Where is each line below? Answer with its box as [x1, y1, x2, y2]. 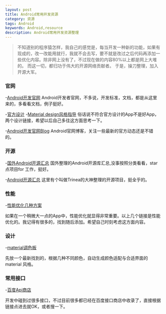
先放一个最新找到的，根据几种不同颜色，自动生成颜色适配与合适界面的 [5, 255, 148, 261]
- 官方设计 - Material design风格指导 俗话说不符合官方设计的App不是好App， [5, 112, 159, 118]
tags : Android [5, 21, 35, 26]
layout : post [5, 7, 32, 12]
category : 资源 [5, 16, 35, 21]
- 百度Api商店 [5, 287, 32, 293]
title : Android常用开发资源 [5, 12, 58, 17]
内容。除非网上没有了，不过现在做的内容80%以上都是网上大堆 [30, 57, 157, 62]
